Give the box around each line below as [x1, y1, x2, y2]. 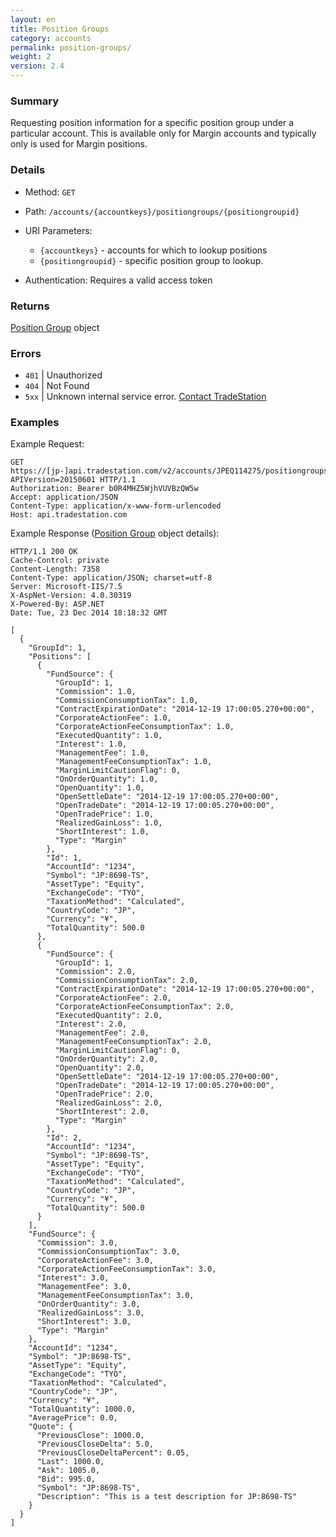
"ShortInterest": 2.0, [54, 1107, 150, 1117]
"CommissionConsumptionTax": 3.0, [36, 1247, 182, 1257]
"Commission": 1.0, [54, 687, 137, 697]
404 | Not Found [24, 380, 90, 392]
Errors [10, 346, 42, 360]
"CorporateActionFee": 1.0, [54, 713, 172, 723]
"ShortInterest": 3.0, [36, 1317, 132, 1327]
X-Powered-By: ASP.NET [10, 599, 105, 610]
